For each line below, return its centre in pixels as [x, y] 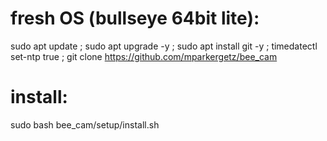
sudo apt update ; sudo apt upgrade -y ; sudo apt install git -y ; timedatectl [164, 46]
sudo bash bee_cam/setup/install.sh [85, 124]
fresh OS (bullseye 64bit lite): [135, 18]
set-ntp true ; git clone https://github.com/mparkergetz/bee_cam [144, 56]
